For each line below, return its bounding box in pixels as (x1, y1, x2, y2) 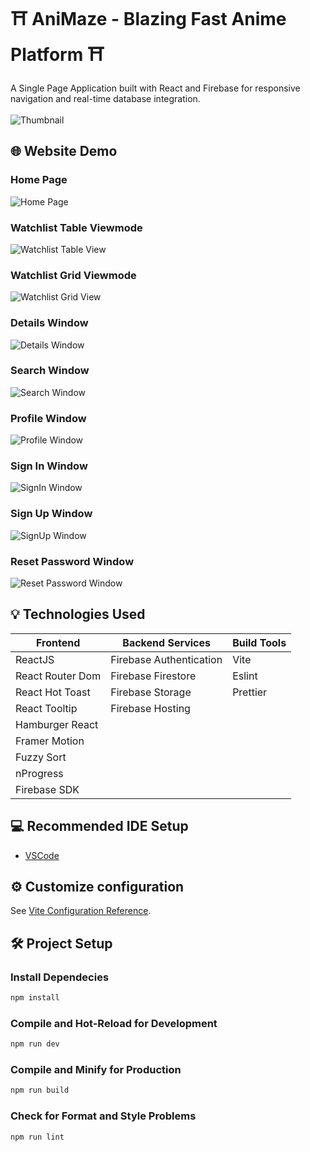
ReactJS (15, 652, 55, 666)
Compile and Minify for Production (10, 1063, 182, 1077)
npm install (10, 993, 60, 1003)
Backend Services (122, 635, 212, 649)
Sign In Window (10, 459, 88, 473)
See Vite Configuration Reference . (10, 905, 152, 917)
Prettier (232, 685, 268, 699)
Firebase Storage (110, 685, 192, 699)
